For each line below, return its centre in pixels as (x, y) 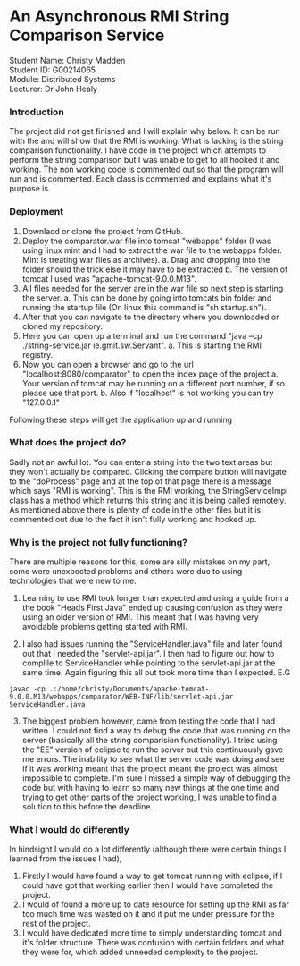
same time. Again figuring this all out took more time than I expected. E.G (156, 673)
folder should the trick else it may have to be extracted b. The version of (155, 269)
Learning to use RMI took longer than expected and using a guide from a (155, 598)
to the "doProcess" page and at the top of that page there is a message (141, 481)
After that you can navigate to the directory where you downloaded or (150, 317)
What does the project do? (68, 443)
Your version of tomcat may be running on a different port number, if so (154, 383)
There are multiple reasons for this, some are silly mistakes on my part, (140, 562)
